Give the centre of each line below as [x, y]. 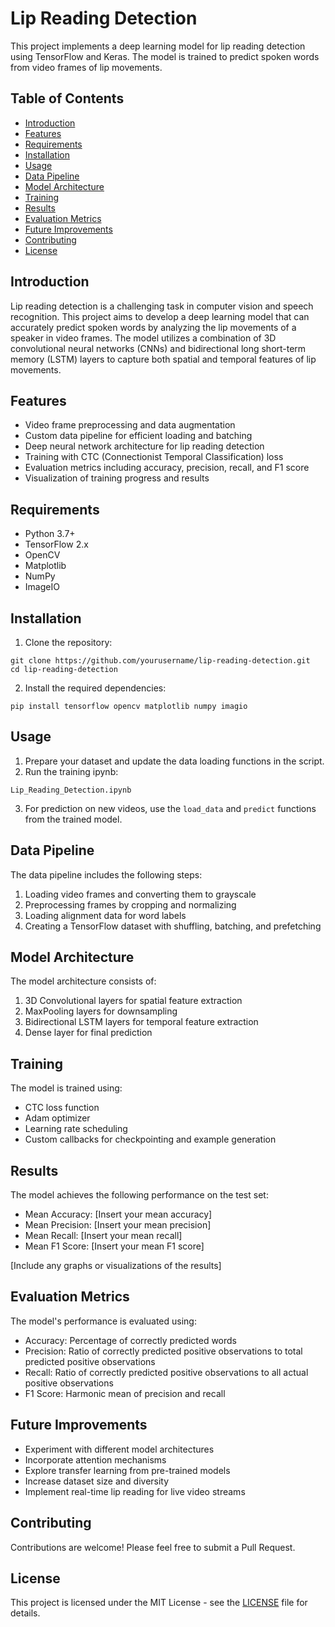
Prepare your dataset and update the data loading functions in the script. [174, 761]
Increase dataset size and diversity [97, 1481]
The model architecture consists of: [83, 981]
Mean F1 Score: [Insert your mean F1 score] [114, 1246]
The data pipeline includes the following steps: [106, 874]
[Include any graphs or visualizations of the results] [116, 1266]
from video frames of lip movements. [86, 67]
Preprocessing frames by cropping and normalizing [130, 904]
